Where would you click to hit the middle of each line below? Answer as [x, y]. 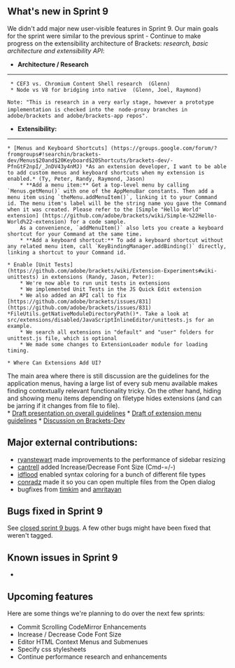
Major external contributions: [72, 443]
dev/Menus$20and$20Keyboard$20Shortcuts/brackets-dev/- [90, 161]
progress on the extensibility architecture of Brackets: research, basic [108, 43]
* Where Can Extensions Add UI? [54, 363]
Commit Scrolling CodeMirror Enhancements [82, 627]
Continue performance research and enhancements [92, 657]
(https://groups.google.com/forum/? [164, 148]
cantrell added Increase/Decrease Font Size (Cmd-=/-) [97, 467]
